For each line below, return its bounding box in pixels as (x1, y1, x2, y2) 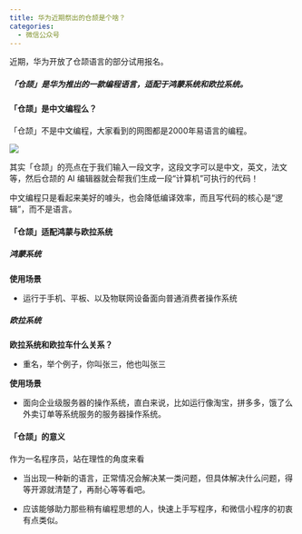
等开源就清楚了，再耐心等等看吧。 (22, 483, 151, 495)
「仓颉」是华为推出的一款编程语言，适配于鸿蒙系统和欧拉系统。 (9, 78, 248, 89)
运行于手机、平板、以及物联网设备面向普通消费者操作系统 (22, 292, 238, 303)
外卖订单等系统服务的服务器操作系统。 (22, 409, 166, 420)
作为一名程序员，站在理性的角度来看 (9, 453, 145, 464)
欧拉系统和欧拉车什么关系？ (9, 340, 113, 351)
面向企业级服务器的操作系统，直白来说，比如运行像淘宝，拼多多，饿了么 (22, 397, 293, 409)
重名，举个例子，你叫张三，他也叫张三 (22, 359, 166, 370)
